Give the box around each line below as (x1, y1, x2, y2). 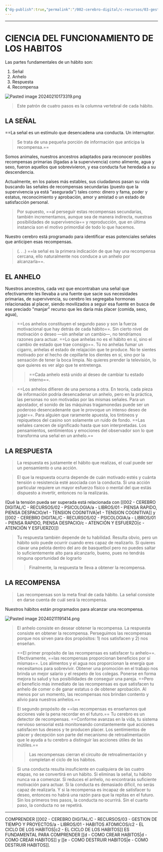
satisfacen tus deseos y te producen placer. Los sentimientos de (16, 727, 147, 732)
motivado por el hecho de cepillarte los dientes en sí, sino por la (16, 352, 145, 358)
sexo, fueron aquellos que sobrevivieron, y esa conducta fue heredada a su (5, 164, 156, 170)
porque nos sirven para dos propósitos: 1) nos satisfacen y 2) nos (16, 635, 148, 641)
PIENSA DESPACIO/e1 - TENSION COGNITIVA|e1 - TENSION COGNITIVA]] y (5, 510, 156, 515)
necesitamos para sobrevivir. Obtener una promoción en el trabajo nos (16, 665, 158, 671)
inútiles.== (16, 742, 39, 748)
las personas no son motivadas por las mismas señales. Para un (16, 397, 145, 403)
